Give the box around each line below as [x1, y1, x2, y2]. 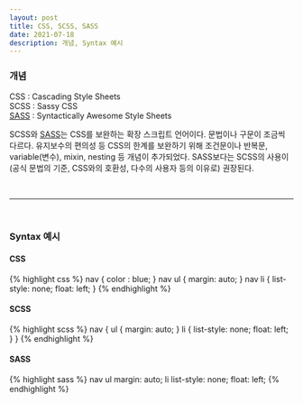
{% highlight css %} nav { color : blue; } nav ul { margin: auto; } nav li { [9, 273, 271, 284]
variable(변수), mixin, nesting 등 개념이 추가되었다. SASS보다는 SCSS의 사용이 [9, 151, 289, 162]
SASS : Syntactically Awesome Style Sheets [9, 110, 172, 121]
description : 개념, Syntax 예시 [9, 38, 124, 48]
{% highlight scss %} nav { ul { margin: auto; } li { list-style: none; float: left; [9, 324, 289, 334]
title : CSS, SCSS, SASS [9, 22, 99, 31]
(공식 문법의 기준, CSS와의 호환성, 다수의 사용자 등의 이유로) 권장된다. [9, 162, 254, 173]
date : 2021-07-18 [9, 30, 75, 39]
